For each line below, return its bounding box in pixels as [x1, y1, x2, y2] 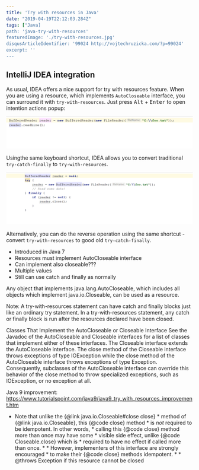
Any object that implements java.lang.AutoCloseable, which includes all [6, 285, 180, 292]
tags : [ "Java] [6, 22, 41, 28]
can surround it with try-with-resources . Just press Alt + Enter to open [6, 98, 185, 105]
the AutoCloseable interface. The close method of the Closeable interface [6, 346, 187, 353]
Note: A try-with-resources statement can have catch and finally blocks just [6, 303, 191, 310]
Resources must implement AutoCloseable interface [14, 255, 142, 262]
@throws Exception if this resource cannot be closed [14, 457, 144, 464]
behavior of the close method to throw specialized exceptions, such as [6, 371, 179, 378]
